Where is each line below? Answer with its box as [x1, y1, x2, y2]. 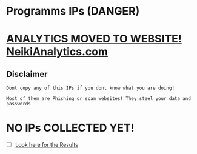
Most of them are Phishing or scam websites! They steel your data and [6, 96, 191, 102]
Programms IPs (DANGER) [6, 4, 140, 18]
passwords [6, 101, 32, 107]
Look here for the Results [15, 141, 79, 149]
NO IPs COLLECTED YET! [6, 121, 135, 135]
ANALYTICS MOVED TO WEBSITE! [6, 32, 182, 46]
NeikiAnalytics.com [6, 45, 108, 59]
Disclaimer [6, 69, 48, 79]
